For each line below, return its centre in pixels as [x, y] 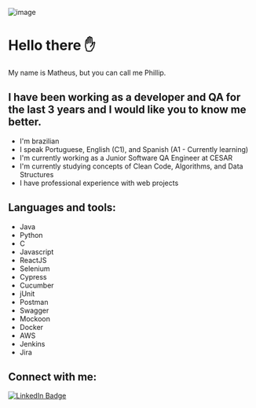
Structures [37, 174]
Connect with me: [53, 377]
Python [31, 235]
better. [25, 122]
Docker [31, 327]
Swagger [34, 310]
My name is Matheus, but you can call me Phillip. [87, 72]
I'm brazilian [39, 141]
